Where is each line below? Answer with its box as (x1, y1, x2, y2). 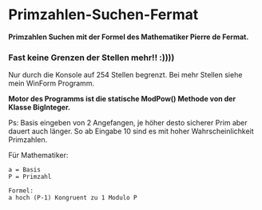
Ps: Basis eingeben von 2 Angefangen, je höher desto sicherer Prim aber (8, 118, 248, 128)
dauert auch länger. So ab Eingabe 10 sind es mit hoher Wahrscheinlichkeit (8, 126, 254, 137)
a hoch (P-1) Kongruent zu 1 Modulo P (8, 194, 137, 202)
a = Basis (8, 166, 42, 174)
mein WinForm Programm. (8, 78, 94, 89)
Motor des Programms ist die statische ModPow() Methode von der (8, 94, 236, 104)
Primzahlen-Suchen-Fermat (8, 6, 199, 24)
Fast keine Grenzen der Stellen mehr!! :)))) (8, 52, 175, 63)
